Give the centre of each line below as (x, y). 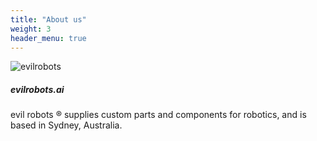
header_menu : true (48, 38)
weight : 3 (31, 29)
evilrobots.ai (37, 89)
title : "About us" (48, 19)
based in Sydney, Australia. (66, 125)
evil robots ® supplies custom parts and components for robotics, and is (158, 115)
